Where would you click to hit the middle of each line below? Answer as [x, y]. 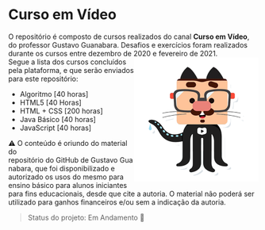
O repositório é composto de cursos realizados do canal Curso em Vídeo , [129, 36]
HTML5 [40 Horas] [50, 102]
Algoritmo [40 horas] [54, 94]
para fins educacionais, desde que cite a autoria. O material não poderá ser [131, 194]
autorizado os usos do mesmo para [66, 177]
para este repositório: [43, 79]
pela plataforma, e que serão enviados [71, 70]
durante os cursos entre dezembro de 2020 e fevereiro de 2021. [113, 53]
